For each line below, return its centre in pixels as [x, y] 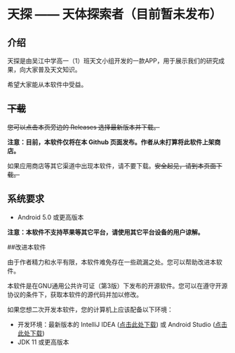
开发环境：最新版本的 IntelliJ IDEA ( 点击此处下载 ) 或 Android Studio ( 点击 [122, 324]
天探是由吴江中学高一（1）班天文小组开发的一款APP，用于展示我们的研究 [113, 61]
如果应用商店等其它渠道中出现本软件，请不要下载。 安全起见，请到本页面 [112, 165]
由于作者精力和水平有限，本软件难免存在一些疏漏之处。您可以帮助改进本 [112, 262]
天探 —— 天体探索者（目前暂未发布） [115, 14]
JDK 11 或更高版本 [43, 342]
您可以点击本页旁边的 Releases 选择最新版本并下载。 [83, 127]
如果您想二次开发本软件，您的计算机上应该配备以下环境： [90, 309]
